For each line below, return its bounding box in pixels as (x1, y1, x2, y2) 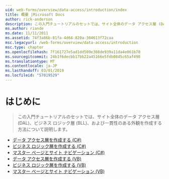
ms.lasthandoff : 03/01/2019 (5, 68, 64, 73)
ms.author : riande (5, 26, 44, 31)
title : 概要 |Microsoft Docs (5, 12, 65, 17)
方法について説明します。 (17, 126, 70, 132)
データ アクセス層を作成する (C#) (12, 137, 82, 143)
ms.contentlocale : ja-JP (5, 63, 57, 68)
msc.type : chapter (5, 45, 44, 50)
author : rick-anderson (5, 17, 53, 22)
